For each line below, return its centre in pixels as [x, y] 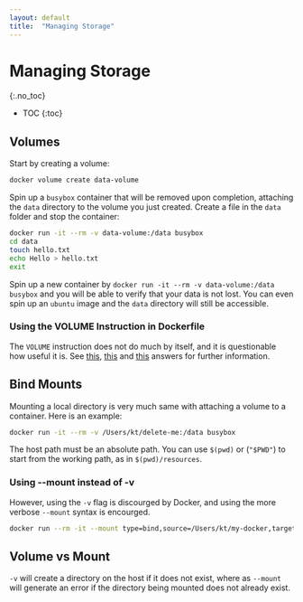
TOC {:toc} [42, 113]
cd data [24, 241]
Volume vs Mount [60, 557]
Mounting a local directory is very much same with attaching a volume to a [148, 406]
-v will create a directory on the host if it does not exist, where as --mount [146, 578]
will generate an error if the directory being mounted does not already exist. [150, 588]
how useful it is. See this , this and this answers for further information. [140, 356]
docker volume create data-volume [74, 180]
